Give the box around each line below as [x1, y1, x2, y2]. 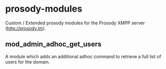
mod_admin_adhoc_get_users [5, 40, 102, 49]
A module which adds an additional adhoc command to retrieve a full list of [5, 53, 161, 59]
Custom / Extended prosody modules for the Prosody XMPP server [5, 20, 145, 26]
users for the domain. [5, 59, 50, 65]
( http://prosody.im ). [5, 25, 46, 31]
